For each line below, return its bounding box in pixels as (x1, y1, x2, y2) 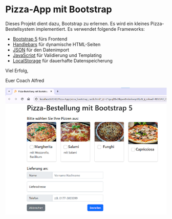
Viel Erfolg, (5, 68, 29, 74)
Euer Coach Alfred (5, 77, 45, 83)
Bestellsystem (5, 26, 35, 32)
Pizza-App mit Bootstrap (5, 4, 112, 15)
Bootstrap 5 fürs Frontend (12, 36, 68, 42)
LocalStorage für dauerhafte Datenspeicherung (12, 57, 113, 63)
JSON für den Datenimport (12, 47, 70, 53)
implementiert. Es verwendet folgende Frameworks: (35, 26, 145, 32)
